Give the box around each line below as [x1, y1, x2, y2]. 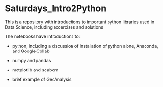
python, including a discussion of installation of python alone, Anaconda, [12, 43, 158, 49]
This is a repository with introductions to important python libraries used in [5, 19, 155, 25]
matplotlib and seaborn [12, 67, 59, 73]
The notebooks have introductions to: [5, 34, 80, 39]
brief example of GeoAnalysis [12, 76, 72, 82]
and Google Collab [12, 48, 50, 54]
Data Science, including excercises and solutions [5, 24, 104, 30]
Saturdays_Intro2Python [5, 3, 107, 14]
